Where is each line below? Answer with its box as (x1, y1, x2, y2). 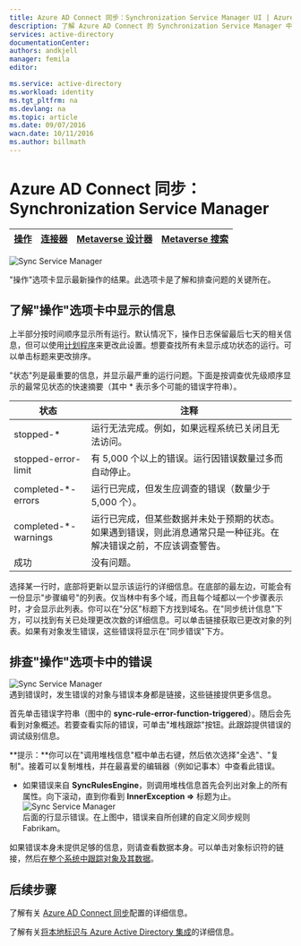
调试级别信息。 (9, 731, 64, 742)
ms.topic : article (9, 113, 78, 122)
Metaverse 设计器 (76, 232, 153, 245)
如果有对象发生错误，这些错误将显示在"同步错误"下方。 (24, 625, 229, 636)
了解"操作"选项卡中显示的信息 (9, 303, 176, 318)
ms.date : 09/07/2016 (9, 121, 87, 130)
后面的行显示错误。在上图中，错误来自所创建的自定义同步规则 (21, 812, 251, 822)
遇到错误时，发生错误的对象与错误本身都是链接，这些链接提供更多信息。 (9, 689, 276, 700)
